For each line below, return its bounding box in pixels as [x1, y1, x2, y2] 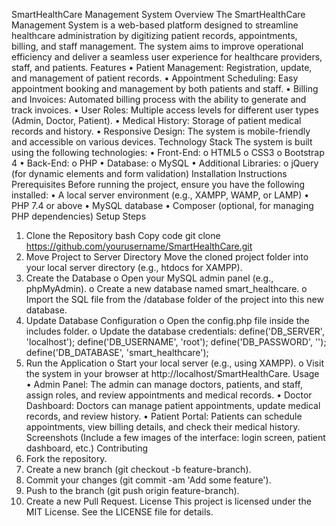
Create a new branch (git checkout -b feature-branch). [25, 464, 252, 475]
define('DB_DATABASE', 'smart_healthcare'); [25, 347, 209, 358]
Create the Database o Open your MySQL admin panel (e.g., [25, 272, 274, 284]
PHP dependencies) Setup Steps [11, 210, 147, 222]
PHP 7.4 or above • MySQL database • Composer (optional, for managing [11, 200, 314, 211]
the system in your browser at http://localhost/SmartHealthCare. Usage [25, 368, 320, 379]
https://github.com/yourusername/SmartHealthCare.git [25, 240, 253, 252]
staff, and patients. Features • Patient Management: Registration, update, [11, 62, 313, 73]
